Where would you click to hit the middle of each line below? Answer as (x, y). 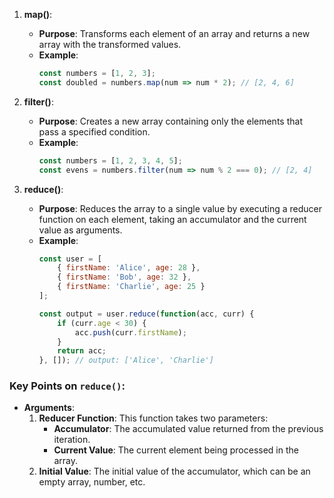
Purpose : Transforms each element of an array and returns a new (174, 33)
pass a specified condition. (94, 131)
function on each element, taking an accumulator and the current (172, 219)
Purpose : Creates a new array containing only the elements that (170, 121)
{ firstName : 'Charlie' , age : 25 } (131, 287)
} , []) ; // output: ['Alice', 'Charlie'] (126, 360)
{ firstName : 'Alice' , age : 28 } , (129, 268)
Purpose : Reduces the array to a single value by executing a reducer (180, 208)
